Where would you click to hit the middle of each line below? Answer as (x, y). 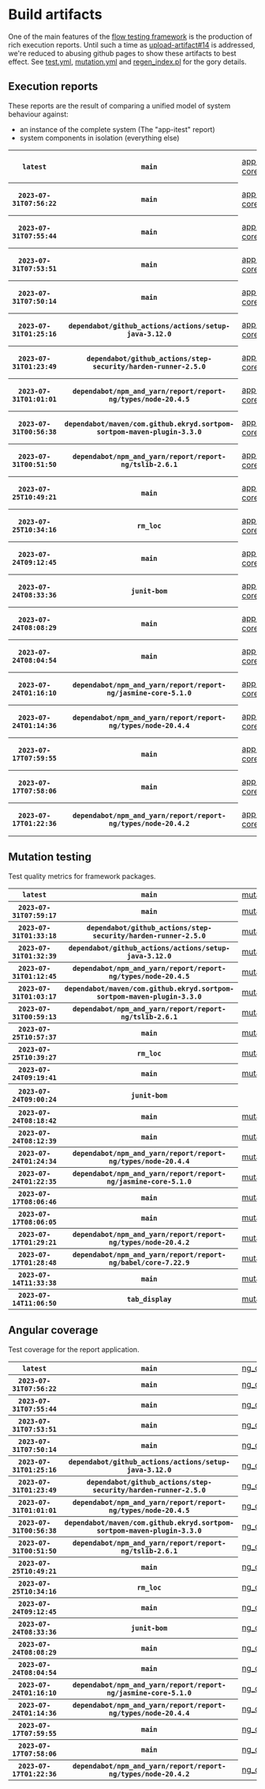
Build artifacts (55, 15)
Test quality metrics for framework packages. (82, 876)
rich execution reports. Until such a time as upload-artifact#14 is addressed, (132, 44)
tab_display (149, 1300)
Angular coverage (53, 1330)
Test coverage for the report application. (74, 1349)
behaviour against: (38, 114)
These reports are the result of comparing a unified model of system (119, 105)
